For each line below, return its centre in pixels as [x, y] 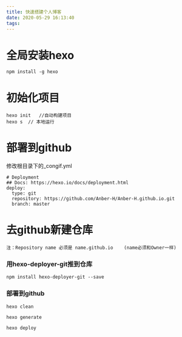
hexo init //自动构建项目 [39, 116]
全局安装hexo [40, 55]
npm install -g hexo [32, 72]
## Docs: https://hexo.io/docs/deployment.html [68, 183]
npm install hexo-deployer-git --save [55, 277]
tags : [13, 23]
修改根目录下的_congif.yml [39, 166]
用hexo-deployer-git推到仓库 [49, 264]
